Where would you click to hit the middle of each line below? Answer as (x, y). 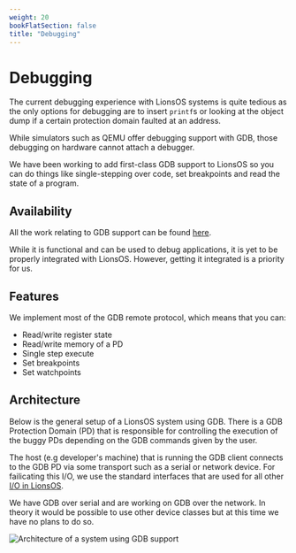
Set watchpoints (51, 372)
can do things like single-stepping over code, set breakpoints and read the (145, 174)
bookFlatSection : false (53, 26)
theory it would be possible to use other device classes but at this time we (144, 512)
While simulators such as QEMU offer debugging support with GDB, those (144, 138)
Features (34, 296)
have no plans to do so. (52, 521)
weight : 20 (29, 17)
